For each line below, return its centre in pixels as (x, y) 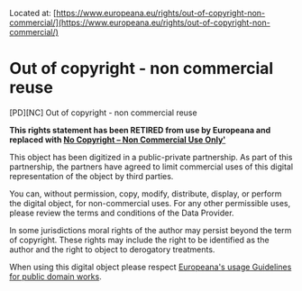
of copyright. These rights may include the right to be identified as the (139, 240)
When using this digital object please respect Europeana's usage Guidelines (151, 267)
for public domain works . (55, 276)
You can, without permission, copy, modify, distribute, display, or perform (146, 194)
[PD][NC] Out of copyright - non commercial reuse (103, 113)
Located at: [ (33, 13)
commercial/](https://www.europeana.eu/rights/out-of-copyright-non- (140, 23)
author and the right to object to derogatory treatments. (112, 249)
